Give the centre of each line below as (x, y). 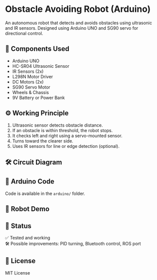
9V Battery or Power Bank (38, 97)
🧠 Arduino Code (30, 182)
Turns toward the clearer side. (43, 141)
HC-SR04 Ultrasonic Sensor (41, 66)
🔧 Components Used (37, 49)
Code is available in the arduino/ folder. (45, 193)
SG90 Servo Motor (31, 87)
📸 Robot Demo (27, 209)
